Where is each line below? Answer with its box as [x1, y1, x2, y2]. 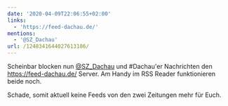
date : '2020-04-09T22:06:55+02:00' [7, 10, 112, 18]
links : [7, 17, 27, 24]
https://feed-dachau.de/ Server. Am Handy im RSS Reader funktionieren [7, 69, 216, 78]
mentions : [7, 29, 36, 37]
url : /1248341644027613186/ [7, 43, 90, 50]
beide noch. [7, 77, 42, 85]
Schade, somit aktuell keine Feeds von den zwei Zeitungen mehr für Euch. [7, 91, 222, 99]
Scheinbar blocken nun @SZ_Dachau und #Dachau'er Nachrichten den [7, 62, 213, 70]
